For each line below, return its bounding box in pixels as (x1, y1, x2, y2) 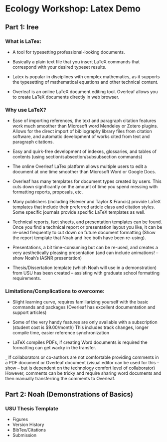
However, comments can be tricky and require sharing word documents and (5, 370, 162, 376)
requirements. (12, 275, 41, 282)
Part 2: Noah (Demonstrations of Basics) (5, 390, 134, 399)
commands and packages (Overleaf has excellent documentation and (12, 304, 156, 310)
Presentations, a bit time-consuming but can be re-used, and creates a (12, 245, 159, 251)
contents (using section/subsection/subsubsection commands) (12, 154, 143, 160)
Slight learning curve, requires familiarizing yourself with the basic (12, 299, 149, 305)
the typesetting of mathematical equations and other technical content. (12, 79, 159, 85)
